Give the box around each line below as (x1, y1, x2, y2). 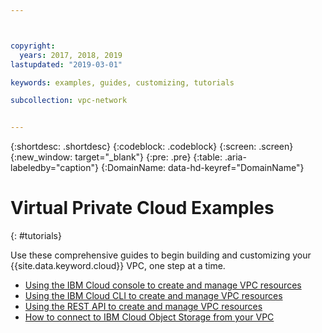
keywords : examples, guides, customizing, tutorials (10, 77, 235, 88)
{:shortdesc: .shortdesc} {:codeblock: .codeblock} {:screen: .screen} (10, 141, 294, 153)
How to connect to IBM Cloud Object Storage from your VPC (24, 311, 275, 323)
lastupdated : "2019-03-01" (10, 59, 123, 70)
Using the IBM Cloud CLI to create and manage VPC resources (24, 290, 283, 302)
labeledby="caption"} (10, 162, 99, 174)
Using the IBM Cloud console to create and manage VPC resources (24, 279, 302, 291)
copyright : (10, 41, 56, 51)
